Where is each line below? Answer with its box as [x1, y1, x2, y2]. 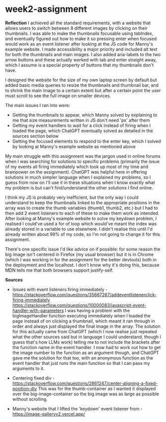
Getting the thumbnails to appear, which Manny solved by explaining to [12, 112, 158, 118]
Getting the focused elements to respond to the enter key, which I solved [12, 138, 161, 144]
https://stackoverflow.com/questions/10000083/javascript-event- [12, 302, 147, 308]
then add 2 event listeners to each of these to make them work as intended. [5, 210, 160, 216]
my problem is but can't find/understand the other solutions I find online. [5, 184, 153, 190]
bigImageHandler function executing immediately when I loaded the [12, 312, 151, 318]
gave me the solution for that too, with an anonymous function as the [12, 355, 153, 361]
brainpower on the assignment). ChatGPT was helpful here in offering [5, 169, 147, 175]
